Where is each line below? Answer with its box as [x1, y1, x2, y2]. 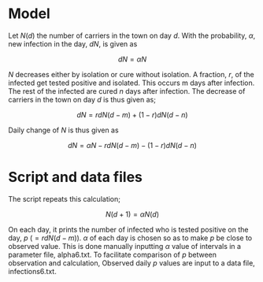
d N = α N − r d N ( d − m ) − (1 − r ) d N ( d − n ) [68, 140, 197, 150]
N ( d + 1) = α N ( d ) [105, 210, 160, 219]
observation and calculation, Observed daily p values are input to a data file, [8, 258, 256, 268]
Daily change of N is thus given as [8, 125, 120, 135]
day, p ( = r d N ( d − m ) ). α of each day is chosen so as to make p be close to [8, 233, 253, 243]
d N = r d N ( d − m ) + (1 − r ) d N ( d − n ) [76, 109, 188, 119]
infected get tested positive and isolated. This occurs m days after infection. [8, 78, 255, 87]
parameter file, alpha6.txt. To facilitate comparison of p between [8, 250, 217, 259]
